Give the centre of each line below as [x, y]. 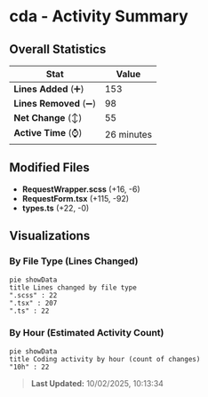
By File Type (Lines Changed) [74, 261]
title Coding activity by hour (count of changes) [105, 359]
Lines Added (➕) [49, 89]
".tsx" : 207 [33, 303]
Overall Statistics [58, 49]
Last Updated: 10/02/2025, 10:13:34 [97, 383]
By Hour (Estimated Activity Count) [87, 333]
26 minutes [128, 134]
